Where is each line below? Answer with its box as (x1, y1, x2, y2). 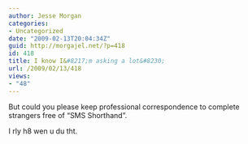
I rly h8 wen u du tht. (8, 126, 78, 136)
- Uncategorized (8, 27, 63, 35)
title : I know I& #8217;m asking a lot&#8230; (8, 57, 165, 66)
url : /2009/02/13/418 (8, 65, 82, 73)
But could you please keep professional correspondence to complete (8, 102, 240, 112)
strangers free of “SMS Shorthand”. (8, 110, 128, 120)
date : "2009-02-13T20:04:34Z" (8, 34, 111, 43)
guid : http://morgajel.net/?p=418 (8, 42, 126, 50)
